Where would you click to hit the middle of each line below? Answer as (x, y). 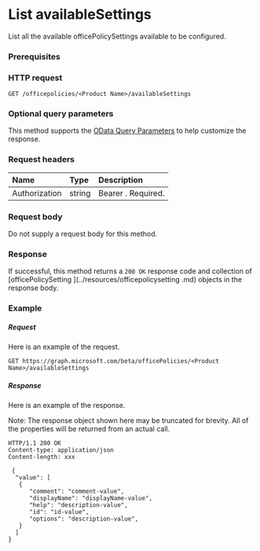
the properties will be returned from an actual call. (89, 429)
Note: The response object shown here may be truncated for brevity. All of (128, 421)
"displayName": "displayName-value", (91, 498)
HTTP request (35, 78)
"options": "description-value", (84, 519)
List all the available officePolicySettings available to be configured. (117, 36)
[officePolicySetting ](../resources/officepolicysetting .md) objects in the (125, 280)
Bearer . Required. (131, 193)
